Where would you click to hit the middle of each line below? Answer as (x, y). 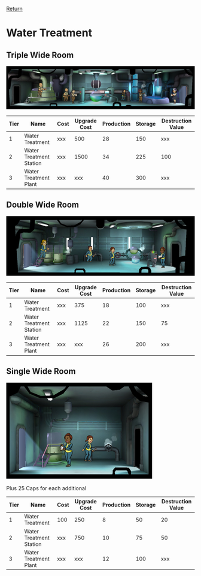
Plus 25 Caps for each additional (46, 488)
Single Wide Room (41, 371)
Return (14, 9)
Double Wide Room (43, 205)
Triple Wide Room (40, 55)
